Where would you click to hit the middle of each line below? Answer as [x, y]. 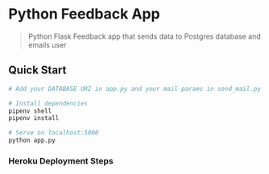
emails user [47, 44]
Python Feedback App [84, 14]
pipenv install [34, 118]
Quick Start [37, 70]
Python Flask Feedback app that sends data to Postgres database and [145, 36]
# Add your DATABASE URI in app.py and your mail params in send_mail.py [135, 89]
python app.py [32, 141]
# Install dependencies [48, 103]
